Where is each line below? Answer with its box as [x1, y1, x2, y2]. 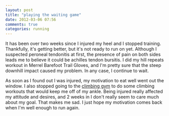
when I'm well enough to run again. [5, 105, 80, 111]
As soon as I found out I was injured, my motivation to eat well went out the [5, 78, 164, 84]
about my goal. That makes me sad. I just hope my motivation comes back [5, 99, 163, 105]
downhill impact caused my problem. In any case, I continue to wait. [5, 67, 149, 74]
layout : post [5, 7, 33, 13]
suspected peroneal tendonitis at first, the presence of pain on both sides [5, 52, 161, 58]
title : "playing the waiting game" [5, 12, 82, 17]
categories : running [5, 27, 50, 32]
